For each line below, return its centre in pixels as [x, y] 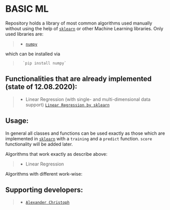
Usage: [17, 121]
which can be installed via [33, 54]
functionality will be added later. [39, 144]
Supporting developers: [44, 190]
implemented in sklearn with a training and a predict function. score [79, 138]
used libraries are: [24, 34]
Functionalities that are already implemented [79, 79]
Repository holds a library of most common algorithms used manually [79, 23]
